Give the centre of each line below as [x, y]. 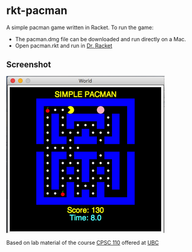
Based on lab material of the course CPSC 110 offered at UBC [83, 242]
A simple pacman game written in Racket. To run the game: [80, 27]
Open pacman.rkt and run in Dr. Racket [64, 46]
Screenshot [29, 65]
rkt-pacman [37, 11]
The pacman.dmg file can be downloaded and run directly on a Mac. [101, 39]
